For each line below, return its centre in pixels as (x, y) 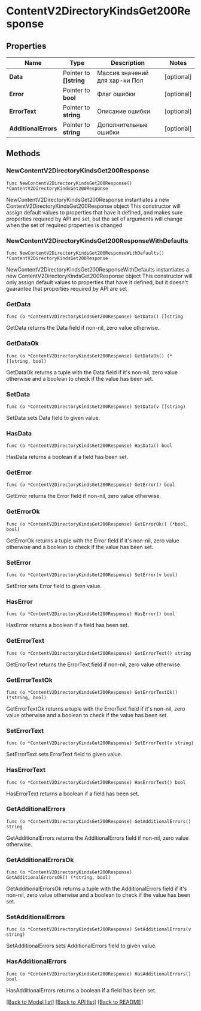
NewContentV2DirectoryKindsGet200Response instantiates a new (88, 199)
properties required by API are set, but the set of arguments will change (95, 219)
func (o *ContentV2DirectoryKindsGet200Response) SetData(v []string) (96, 407)
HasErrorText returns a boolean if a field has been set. (73, 794)
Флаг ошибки (116, 94)
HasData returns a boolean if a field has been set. (67, 457)
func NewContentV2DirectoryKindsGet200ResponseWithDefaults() (85, 253)
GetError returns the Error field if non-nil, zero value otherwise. (84, 496)
